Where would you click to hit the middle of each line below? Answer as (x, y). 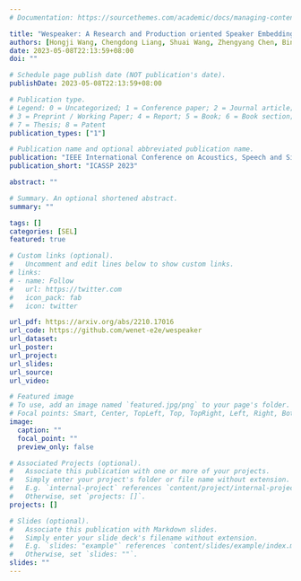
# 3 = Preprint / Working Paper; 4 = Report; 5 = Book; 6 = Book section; (152, 116)
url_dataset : (34, 339)
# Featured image (42, 397)
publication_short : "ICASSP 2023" (74, 166)
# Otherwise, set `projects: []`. (77, 497)
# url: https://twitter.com (66, 289)
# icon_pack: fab (46, 297)
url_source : (31, 372)
